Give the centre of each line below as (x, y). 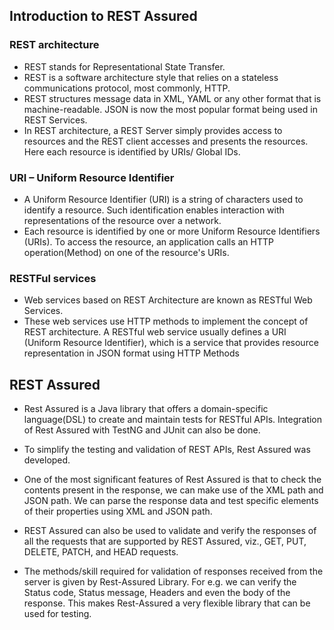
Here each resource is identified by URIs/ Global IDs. (132, 151)
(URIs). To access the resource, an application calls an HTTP (148, 241)
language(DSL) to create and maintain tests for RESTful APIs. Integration (173, 420)
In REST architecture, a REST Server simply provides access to (153, 130)
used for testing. (57, 614)
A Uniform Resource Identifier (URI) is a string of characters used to (163, 199)
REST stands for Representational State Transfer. (124, 66)
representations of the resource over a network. (122, 220)
